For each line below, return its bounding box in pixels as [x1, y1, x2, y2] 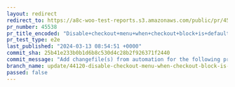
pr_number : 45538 [6, 23, 58, 30]
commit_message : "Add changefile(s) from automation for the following [6, 56, 220, 63]
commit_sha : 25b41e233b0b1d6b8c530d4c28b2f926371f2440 [6, 50, 170, 57]
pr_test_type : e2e [6, 36, 60, 43]
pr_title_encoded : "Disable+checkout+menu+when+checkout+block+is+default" [6, 29, 233, 37]
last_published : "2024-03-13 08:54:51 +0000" [6, 43, 142, 50]
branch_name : [6, 62, 45, 69]
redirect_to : [6, 17, 45, 24]
